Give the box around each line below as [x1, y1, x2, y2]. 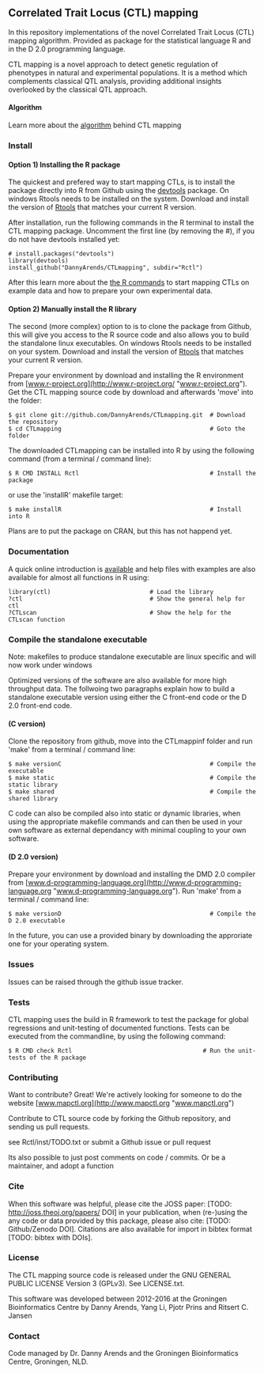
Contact [8, 1330, 40, 1342]
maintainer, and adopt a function [8, 1161, 115, 1171]
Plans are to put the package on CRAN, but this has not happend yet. [8, 526, 232, 536]
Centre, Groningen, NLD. [8, 1357, 89, 1367]
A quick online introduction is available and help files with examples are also [8, 564, 256, 573]
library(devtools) [8, 257, 69, 265]
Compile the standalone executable [8, 634, 148, 645]
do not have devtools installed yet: [8, 235, 120, 244]
